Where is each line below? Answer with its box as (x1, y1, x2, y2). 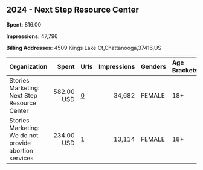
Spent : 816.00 (6, 20, 42, 28)
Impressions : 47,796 (6, 33, 59, 40)
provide (9, 139, 31, 147)
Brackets (172, 66, 198, 74)
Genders (141, 62, 166, 71)
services (9, 154, 34, 162)
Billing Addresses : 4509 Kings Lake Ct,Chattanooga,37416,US (6, 44, 162, 51)
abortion (9, 146, 33, 154)
